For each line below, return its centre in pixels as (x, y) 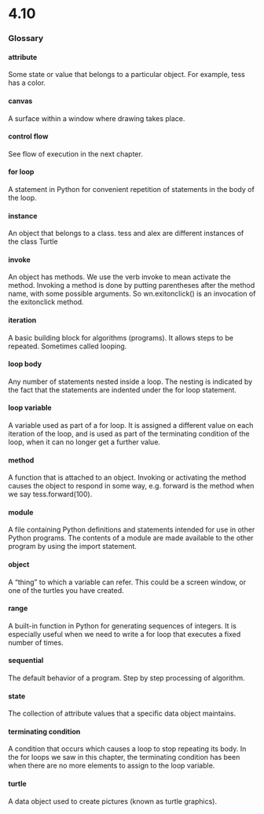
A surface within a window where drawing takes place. (97, 118)
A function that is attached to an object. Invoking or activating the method (127, 477)
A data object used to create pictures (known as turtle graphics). (113, 801)
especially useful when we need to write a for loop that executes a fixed (125, 634)
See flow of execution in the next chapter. (75, 153)
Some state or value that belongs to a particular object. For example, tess (126, 75)
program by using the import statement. (73, 547)
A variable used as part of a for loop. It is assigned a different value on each (131, 425)
